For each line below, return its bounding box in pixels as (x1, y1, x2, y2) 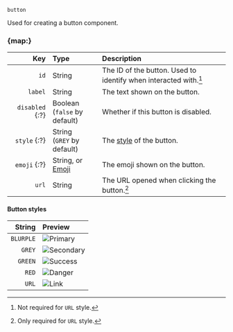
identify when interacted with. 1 (101, 74, 203, 85)
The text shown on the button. (101, 87, 200, 96)
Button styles (7, 204, 47, 213)
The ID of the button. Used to (101, 66, 197, 76)
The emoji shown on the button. (101, 159, 205, 169)
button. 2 (101, 184, 130, 195)
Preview (42, 222, 70, 232)
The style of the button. (101, 135, 178, 145)
